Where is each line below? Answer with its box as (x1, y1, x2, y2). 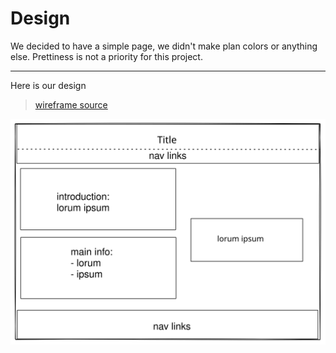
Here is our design (10, 79, 87, 91)
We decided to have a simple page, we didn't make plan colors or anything (10, 40, 318, 52)
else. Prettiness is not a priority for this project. (10, 50, 203, 62)
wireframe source (34, 98, 108, 111)
